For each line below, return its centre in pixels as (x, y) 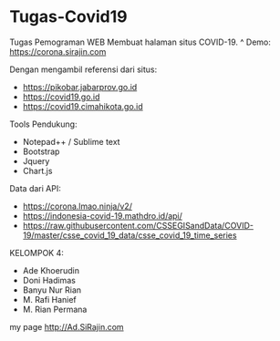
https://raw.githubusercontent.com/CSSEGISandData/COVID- (138, 225)
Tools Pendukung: (43, 124)
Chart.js (37, 170)
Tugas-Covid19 (68, 17)
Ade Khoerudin (51, 270)
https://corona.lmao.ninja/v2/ (77, 206)
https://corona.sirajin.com (58, 51)
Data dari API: (35, 188)
